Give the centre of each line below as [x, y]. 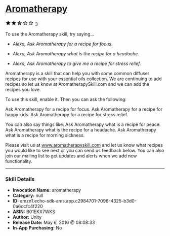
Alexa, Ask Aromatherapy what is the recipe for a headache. [76, 53]
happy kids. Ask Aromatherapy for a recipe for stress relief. [67, 114]
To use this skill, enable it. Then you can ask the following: [66, 99]
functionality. [19, 161]
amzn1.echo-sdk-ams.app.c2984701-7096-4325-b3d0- [78, 201]
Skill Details [20, 179]
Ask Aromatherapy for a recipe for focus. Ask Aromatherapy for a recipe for [84, 109]
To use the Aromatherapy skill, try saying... [50, 34]
